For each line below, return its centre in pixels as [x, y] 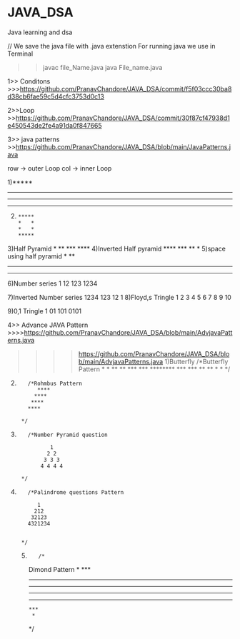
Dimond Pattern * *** [60, 569]
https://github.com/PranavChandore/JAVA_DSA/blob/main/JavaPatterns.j [123, 146]
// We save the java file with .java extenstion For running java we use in [111, 46]
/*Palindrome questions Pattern [76, 492]
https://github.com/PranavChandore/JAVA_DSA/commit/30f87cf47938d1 [122, 118]
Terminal [20, 54]
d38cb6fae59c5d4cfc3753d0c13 [56, 96]
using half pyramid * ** [41, 256]
